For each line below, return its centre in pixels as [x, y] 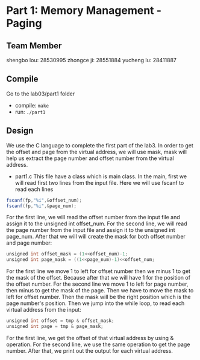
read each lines [34, 189]
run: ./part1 [30, 112]
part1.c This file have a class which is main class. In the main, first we [101, 176]
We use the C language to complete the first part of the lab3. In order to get [100, 145]
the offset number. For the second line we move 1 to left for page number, [97, 284]
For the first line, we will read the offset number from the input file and [93, 217]
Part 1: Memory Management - [84, 11]
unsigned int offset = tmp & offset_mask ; [60, 321]
